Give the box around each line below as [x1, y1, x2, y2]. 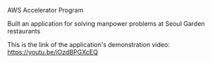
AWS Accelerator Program [7, 6, 84, 14]
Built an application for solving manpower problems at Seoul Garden [7, 20, 206, 27]
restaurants [7, 27, 41, 35]
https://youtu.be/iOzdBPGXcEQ [7, 48, 99, 56]
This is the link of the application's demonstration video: [7, 41, 170, 48]
